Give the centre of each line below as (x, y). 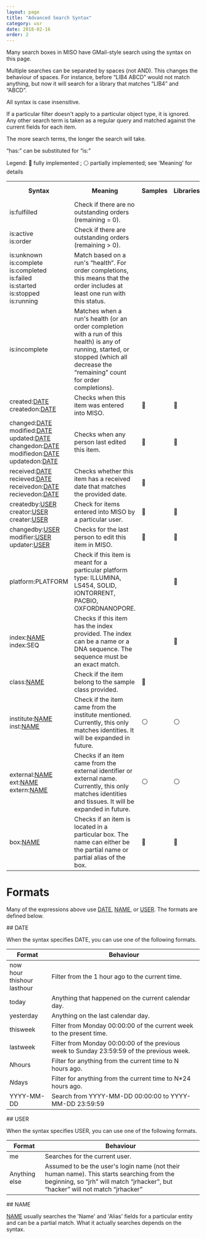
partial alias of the (100, 858)
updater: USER (30, 545)
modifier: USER (30, 537)
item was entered (99, 405)
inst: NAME (25, 726)
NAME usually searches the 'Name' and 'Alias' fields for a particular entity (100, 1216)
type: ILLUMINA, (97, 578)
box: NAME (25, 842)
